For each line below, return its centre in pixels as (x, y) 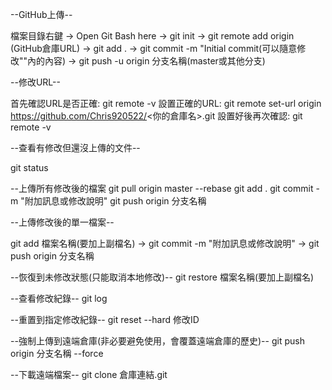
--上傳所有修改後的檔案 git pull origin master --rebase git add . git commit (162, 188)
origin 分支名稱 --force (57, 353)
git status (29, 167)
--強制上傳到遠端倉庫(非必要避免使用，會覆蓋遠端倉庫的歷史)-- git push (157, 341)
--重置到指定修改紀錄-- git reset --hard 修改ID (105, 319)
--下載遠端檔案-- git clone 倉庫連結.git (89, 374)
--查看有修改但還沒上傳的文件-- (75, 147)
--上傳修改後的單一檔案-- (62, 222)
